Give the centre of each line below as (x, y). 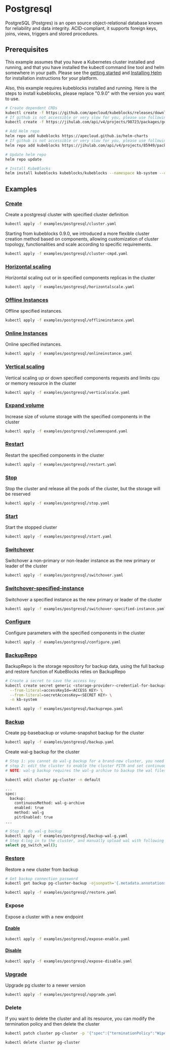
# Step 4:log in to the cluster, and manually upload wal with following (85, 840)
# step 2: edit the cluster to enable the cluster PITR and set (74, 766)
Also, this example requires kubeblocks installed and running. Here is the (81, 88)
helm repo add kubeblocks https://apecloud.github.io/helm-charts (77, 136)
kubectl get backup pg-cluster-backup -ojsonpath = (60, 884)
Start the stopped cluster (31, 527)
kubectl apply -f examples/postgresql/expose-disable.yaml (69, 961)
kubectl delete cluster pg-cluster (43, 1043)
